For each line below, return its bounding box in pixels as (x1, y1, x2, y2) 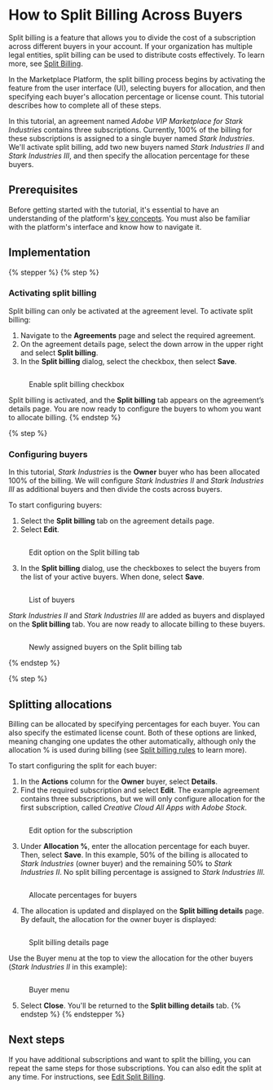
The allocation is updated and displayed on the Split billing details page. (20, 906, 265, 916)
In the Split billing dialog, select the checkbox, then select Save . (20, 356, 237, 366)
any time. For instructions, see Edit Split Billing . (8, 1071, 165, 1081)
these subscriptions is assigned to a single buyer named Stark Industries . (8, 133, 255, 143)
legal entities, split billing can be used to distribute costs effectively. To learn (8, 50, 265, 59)
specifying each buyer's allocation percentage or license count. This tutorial (8, 91, 265, 101)
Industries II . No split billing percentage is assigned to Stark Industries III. (20, 867, 266, 877)
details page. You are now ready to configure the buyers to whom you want (8, 403, 262, 413)
